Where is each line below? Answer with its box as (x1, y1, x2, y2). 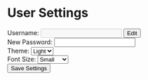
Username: (7, 28, 40, 36)
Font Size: (7, 55, 36, 63)
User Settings (7, 5, 89, 21)
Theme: (7, 46, 29, 55)
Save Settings (11, 65, 48, 72)
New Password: (7, 37, 53, 46)
